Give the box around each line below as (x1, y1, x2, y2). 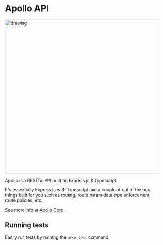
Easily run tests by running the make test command (5, 234, 109, 240)
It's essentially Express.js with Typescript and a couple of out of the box (5, 186, 150, 192)
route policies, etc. (5, 197, 43, 203)
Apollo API (5, 3, 49, 14)
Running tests (5, 221, 49, 229)
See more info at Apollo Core (5, 207, 64, 213)
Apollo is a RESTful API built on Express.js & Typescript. (5, 177, 117, 183)
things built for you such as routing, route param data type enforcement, (5, 192, 151, 198)
